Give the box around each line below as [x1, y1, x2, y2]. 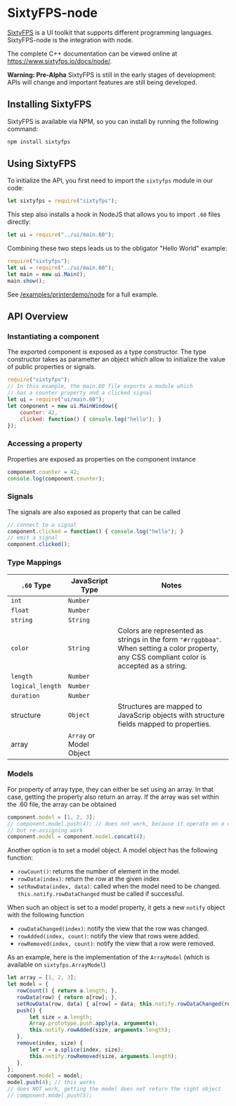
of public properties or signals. [7, 363, 96, 371]
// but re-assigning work [7, 826, 83, 834]
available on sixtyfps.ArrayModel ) [7, 960, 106, 969]
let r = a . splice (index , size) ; [29, 1046, 124, 1053]
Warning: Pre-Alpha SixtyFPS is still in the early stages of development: [7, 70, 216, 79]
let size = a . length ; [29, 1013, 93, 1021]
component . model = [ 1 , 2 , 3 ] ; [7, 814, 96, 821]
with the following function [7, 911, 84, 919]
